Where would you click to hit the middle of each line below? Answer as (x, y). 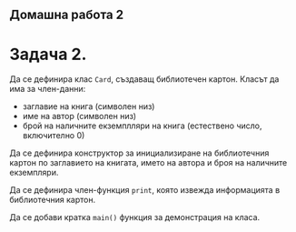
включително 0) (54, 136)
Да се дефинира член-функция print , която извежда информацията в (145, 190)
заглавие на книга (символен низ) (89, 106)
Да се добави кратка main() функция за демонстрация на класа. (135, 217)
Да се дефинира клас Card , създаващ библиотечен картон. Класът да (144, 79)
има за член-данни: (48, 89)
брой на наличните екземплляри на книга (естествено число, (142, 126)
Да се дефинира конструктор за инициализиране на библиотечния (139, 153)
